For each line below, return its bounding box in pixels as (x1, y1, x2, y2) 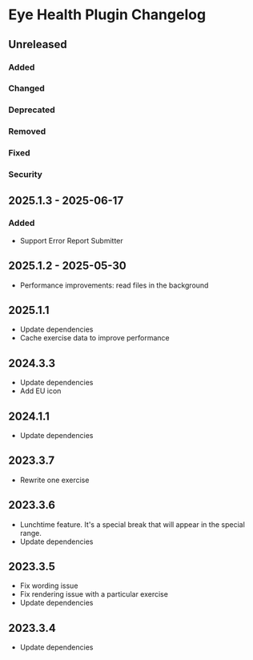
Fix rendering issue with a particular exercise (19, 590, 168, 599)
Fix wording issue (19, 581, 78, 590)
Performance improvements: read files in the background (19, 280, 209, 290)
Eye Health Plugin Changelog (8, 6, 207, 24)
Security (8, 169, 42, 180)
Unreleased (8, 38, 68, 51)
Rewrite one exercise (19, 475, 90, 485)
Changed (8, 82, 46, 94)
